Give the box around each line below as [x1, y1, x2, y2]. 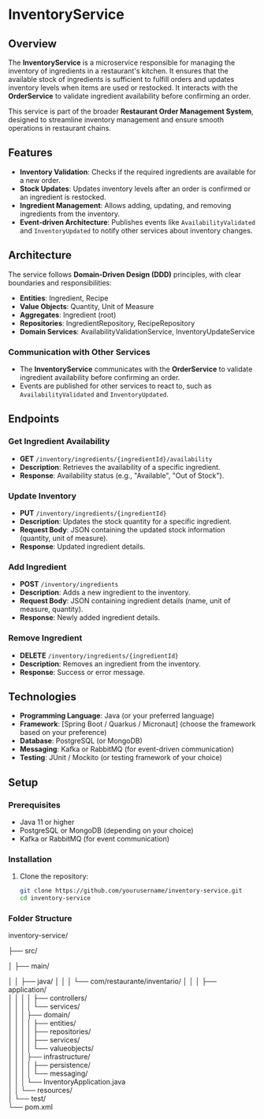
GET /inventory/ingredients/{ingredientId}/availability [19, 453, 213, 463]
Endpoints [8, 412, 60, 426]
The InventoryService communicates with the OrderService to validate [19, 364, 253, 374]
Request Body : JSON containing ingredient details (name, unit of [19, 596, 231, 606]
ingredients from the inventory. [19, 209, 121, 218]
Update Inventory [8, 490, 77, 502]
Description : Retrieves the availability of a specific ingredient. [19, 462, 221, 472]
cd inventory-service [19, 894, 91, 902]
